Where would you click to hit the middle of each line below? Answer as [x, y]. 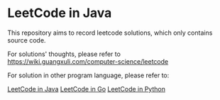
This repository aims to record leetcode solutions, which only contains [110, 33]
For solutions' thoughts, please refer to [64, 54]
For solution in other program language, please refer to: [88, 75]
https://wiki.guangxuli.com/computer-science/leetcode [88, 61]
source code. [27, 40]
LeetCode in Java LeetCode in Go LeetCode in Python [86, 89]
